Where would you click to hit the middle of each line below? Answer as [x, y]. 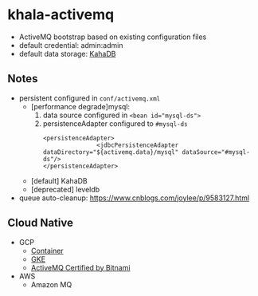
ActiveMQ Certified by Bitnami [80, 267]
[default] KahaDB [59, 180]
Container [47, 251]
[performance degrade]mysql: [80, 106]
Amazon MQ [51, 284]
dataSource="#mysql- [216, 152]
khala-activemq [61, 15]
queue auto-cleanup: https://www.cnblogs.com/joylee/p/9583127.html [134, 198]
